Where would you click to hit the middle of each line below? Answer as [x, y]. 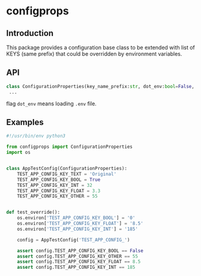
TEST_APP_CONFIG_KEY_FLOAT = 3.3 [59, 191]
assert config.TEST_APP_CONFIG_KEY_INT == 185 [76, 268]
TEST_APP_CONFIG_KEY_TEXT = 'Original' [67, 174]
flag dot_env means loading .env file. [52, 104]
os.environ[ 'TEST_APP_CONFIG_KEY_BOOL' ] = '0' [76, 218]
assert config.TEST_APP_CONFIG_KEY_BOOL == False [80, 251]
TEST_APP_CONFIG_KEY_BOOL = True [59, 180]
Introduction [30, 33]
